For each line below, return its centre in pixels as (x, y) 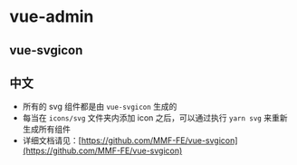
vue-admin (52, 17)
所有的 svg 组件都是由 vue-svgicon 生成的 (100, 107)
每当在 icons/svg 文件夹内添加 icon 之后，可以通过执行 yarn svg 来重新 (155, 118)
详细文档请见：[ (52, 141)
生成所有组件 (46, 130)
